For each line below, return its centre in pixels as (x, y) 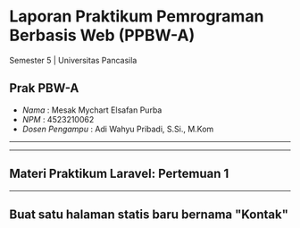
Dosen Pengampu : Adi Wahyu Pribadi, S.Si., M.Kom (118, 129)
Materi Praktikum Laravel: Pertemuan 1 (119, 174)
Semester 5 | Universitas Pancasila (73, 60)
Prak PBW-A (44, 88)
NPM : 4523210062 (58, 119)
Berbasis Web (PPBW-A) (102, 35)
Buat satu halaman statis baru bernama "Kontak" (149, 214)
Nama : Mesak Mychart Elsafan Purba (92, 110)
